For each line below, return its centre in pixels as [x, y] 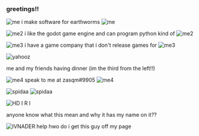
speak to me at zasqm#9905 [60, 80]
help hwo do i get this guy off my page [84, 126]
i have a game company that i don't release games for [91, 45]
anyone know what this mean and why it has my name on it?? [82, 115]
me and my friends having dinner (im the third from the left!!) [81, 68]
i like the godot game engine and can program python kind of [99, 34]
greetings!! [23, 9]
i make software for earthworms [61, 22]
